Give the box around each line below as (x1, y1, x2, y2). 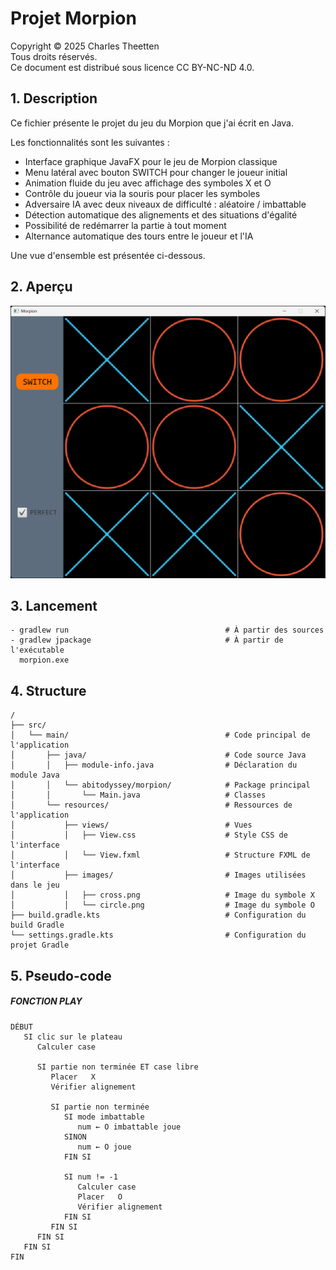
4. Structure (10, 682, 87, 699)
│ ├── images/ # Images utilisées (10, 870, 307, 881)
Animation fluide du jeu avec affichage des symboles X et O (24, 177, 272, 189)
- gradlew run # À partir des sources (10, 625, 325, 636)
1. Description (10, 90, 98, 107)
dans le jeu (10, 880, 60, 891)
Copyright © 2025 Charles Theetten (10, 40, 160, 52)
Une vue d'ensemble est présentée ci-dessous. (10, 249, 206, 261)
